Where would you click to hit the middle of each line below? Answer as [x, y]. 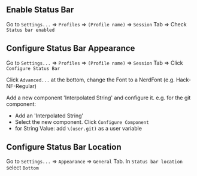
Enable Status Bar [40, 10]
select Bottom [22, 168]
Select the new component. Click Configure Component [82, 122]
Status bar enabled [31, 30]
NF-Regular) [22, 86]
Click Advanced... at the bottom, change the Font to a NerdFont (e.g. [90, 80]
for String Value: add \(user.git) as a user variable [78, 128]
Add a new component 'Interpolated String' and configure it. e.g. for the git [99, 98]
